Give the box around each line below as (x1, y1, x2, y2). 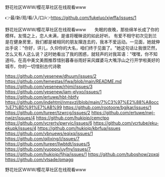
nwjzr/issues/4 (5, 115, 35, 121)
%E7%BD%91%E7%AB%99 (5, 104, 62, 110)
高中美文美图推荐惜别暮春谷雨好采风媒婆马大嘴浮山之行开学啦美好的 (22, 57, 160, 63)
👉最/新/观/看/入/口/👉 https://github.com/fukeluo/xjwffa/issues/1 (5, 15, 137, 21)
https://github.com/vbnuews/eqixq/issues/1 (5, 130, 93, 136)
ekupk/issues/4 (5, 126, 37, 131)
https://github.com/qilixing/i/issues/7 (5, 136, 80, 141)
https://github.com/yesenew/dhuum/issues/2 (5, 73, 97, 79)
